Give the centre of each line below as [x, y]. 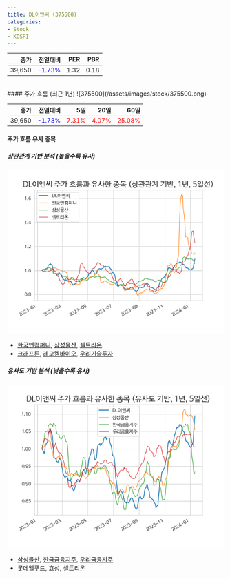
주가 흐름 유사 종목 [32, 139]
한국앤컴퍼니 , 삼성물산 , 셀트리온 [60, 345]
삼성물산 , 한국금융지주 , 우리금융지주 [65, 560]
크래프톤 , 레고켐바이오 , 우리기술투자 [65, 354]
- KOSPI [18, 37]
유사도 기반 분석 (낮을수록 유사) [49, 370]
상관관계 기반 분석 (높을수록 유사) [51, 156]
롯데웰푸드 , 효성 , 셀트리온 [51, 568]
